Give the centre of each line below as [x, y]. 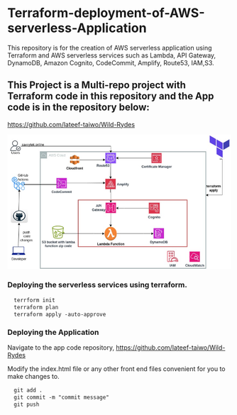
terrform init [34, 300]
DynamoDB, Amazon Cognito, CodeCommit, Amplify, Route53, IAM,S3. [111, 62]
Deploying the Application [53, 333]
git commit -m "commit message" [62, 398]
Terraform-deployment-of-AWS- [106, 13]
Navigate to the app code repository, [61, 348]
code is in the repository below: [79, 107]
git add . [28, 391]
